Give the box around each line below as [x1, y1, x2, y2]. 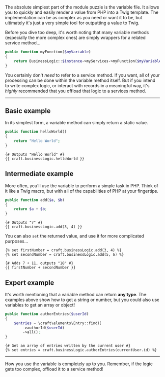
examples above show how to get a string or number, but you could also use [5, 297, 160, 303]
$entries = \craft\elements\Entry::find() [14, 320, 102, 326]
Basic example [5, 106, 51, 115]
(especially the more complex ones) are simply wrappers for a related [5, 34, 146, 40]
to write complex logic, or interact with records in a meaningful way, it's [5, 82, 150, 88]
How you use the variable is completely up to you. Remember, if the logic [5, 361, 153, 367]
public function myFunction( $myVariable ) [5, 49, 91, 54]
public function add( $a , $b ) [5, 197, 65, 203]
